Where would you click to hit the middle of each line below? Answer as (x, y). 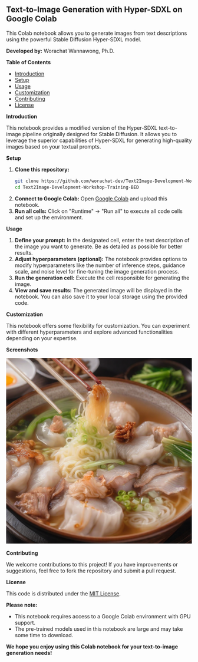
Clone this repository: (42, 169)
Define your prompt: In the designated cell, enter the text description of (102, 240)
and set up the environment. (49, 217)
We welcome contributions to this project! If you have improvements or (92, 564)
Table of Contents (29, 62)
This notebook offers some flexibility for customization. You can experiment (98, 325)
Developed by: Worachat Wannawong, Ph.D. (60, 51)
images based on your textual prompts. (54, 146)
